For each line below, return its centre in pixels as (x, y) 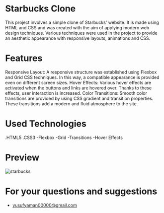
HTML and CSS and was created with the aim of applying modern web (77, 27)
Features (24, 58)
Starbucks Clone (41, 9)
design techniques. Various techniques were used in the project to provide (81, 33)
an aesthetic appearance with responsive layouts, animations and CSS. (78, 38)
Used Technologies (46, 124)
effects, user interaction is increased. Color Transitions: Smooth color (76, 93)
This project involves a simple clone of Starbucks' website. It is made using (82, 22)
